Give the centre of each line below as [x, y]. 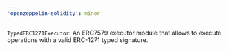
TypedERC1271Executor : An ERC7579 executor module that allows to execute [114, 33]
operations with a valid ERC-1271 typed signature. [78, 40]
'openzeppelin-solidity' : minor [54, 13]
